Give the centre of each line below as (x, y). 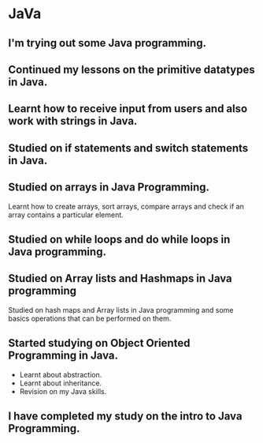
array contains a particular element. (66, 215)
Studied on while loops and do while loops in (119, 239)
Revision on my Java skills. (63, 391)
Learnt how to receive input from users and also (128, 109)
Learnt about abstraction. (61, 374)
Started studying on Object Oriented (99, 343)
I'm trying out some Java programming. (107, 43)
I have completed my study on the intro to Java (125, 416)
